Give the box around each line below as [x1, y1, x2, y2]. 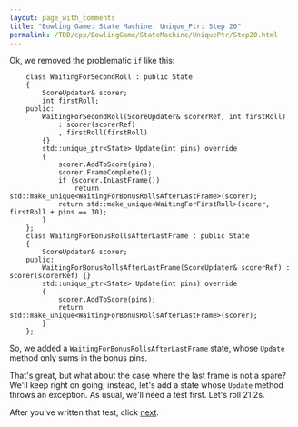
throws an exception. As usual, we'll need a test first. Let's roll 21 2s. [9, 390, 265, 401]
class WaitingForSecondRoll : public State [25, 73, 194, 82]
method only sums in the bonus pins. [9, 353, 148, 363]
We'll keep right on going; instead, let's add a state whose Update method [9, 380, 284, 391]
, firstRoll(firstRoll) [57, 128, 148, 137]
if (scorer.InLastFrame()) [57, 176, 161, 185]
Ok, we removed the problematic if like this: [9, 55, 175, 66]
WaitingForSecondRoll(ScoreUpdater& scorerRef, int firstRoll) [42, 113, 286, 122]
